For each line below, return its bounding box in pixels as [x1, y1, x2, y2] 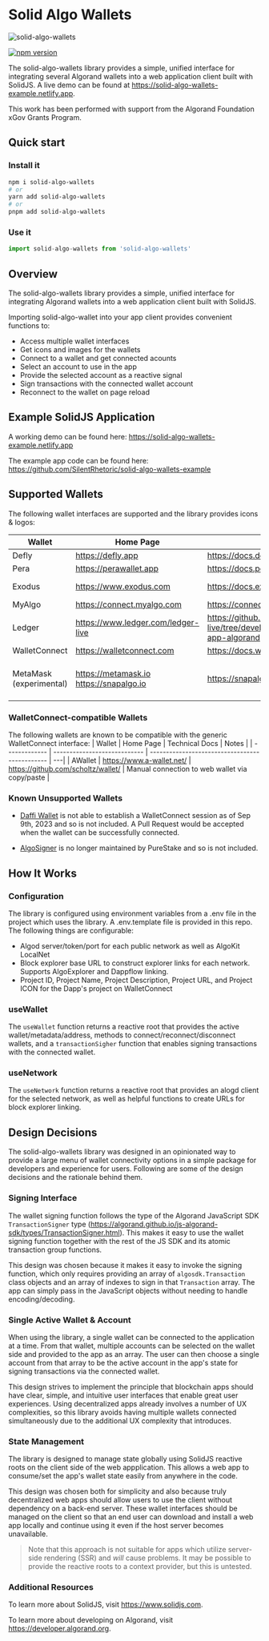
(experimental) [12, 678, 68, 689]
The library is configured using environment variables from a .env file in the [8, 909, 257, 918]
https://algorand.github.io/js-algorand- [90, 1219, 219, 1229]
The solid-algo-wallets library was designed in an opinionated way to [8, 1147, 236, 1157]
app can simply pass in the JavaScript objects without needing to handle [8, 1286, 248, 1295]
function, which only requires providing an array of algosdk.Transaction [8, 1269, 246, 1278]
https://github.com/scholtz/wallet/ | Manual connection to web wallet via [8, 764, 247, 773]
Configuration [8, 890, 64, 901]
